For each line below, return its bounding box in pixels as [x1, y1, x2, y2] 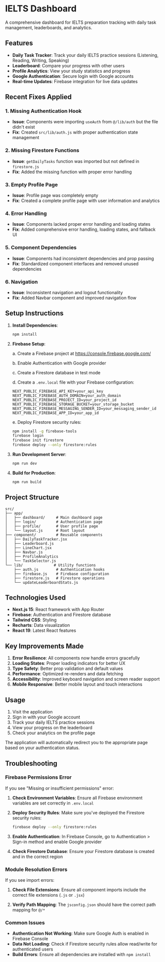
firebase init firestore [12, 438, 64, 443]
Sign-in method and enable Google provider [12, 839, 102, 845]
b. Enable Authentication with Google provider [12, 360, 106, 366]
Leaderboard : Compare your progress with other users [12, 62, 125, 68]
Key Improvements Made [5, 642, 84, 650]
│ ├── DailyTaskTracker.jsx [5, 537, 68, 542]
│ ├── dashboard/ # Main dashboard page [5, 515, 103, 520]
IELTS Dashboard [5, 3, 77, 14]
